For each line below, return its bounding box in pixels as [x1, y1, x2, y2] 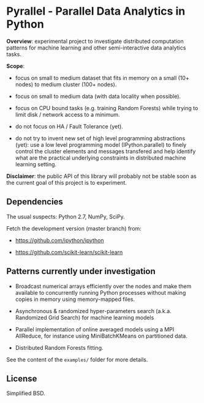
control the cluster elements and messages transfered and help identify [15, 147, 196, 155]
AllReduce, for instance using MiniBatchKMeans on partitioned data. [15, 332, 188, 339]
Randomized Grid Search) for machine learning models [15, 314, 154, 321]
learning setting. [15, 160, 57, 168]
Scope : [6, 62, 25, 70]
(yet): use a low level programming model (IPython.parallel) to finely [15, 141, 187, 148]
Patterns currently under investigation [6, 266, 156, 276]
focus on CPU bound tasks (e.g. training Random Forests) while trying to [15, 104, 198, 111]
